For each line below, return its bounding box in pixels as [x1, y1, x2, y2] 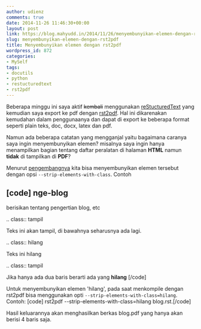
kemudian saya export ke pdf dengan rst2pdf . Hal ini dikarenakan [6, 109, 167, 117]
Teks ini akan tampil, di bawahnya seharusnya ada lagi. [6, 227, 142, 234]
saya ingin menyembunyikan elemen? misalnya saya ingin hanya [6, 140, 165, 147]
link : [6, 31, 20, 37]
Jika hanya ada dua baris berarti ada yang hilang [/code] [6, 273, 147, 281]
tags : [6, 64, 20, 71]
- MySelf [6, 59, 28, 65]
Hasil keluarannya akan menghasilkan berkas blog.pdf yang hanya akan [6, 309, 183, 316]
